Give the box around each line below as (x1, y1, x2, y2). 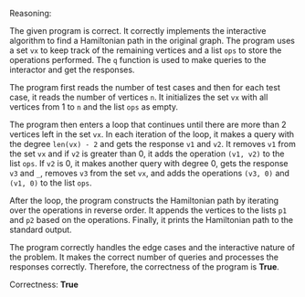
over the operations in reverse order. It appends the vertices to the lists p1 (9, 205, 288, 216)
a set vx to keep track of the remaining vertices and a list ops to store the (9, 45, 282, 56)
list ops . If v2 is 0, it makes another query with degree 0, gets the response (9, 158, 289, 168)
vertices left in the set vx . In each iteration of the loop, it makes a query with (9, 129, 295, 140)
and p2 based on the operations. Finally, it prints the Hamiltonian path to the (9, 215, 294, 225)
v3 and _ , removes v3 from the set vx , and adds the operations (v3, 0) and (9, 168, 290, 178)
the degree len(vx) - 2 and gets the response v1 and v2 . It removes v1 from (9, 139, 297, 149)
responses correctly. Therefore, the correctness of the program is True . (9, 261, 280, 272)
